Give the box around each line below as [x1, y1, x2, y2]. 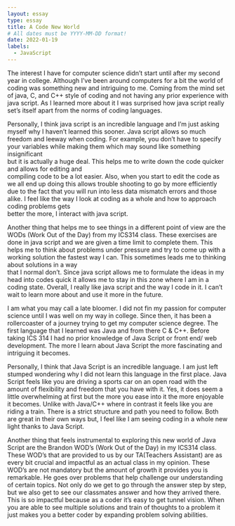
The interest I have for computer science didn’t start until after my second [7, 68, 220, 77]
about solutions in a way [7, 260, 78, 269]
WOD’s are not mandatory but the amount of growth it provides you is [7, 466, 208, 474]
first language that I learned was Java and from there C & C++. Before [7, 326, 210, 335]
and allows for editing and [7, 165, 83, 173]
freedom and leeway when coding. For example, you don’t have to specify [7, 134, 222, 143]
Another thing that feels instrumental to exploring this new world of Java [7, 435, 216, 444]
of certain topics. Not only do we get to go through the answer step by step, [7, 480, 227, 489]
